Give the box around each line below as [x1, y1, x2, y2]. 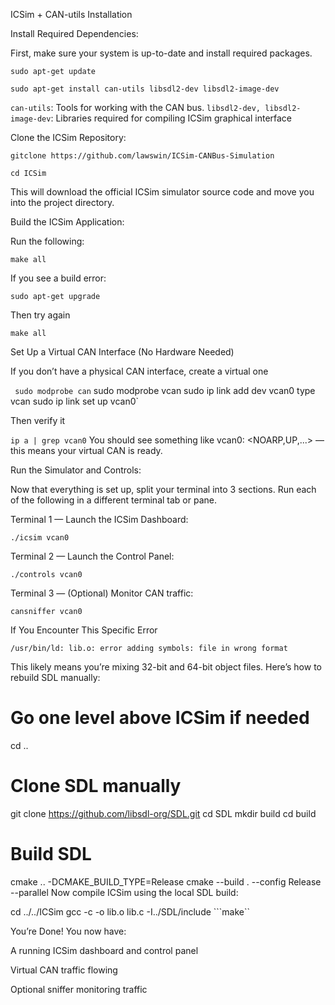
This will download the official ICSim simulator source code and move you [10, 186, 315, 198]
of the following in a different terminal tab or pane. [10, 494, 217, 506]
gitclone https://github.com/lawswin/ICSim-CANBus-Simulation [10, 151, 275, 161]
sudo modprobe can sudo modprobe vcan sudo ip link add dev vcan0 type [14, 385, 316, 396]
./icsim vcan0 [10, 533, 70, 543]
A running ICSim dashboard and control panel [10, 944, 199, 956]
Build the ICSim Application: [10, 216, 125, 228]
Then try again [10, 309, 71, 321]
